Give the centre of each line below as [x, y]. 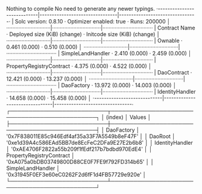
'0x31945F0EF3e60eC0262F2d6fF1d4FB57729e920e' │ [76, 174]
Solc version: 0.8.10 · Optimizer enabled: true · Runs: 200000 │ [93, 21]
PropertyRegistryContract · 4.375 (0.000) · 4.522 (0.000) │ [79, 66]
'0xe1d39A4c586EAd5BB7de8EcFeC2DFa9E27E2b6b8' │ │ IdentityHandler [99, 143]
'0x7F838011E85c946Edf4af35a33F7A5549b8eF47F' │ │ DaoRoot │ [91, 136]
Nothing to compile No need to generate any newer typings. [80, 9]
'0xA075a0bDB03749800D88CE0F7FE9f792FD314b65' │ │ [80, 162]
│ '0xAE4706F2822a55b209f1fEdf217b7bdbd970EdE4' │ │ [79, 149]
